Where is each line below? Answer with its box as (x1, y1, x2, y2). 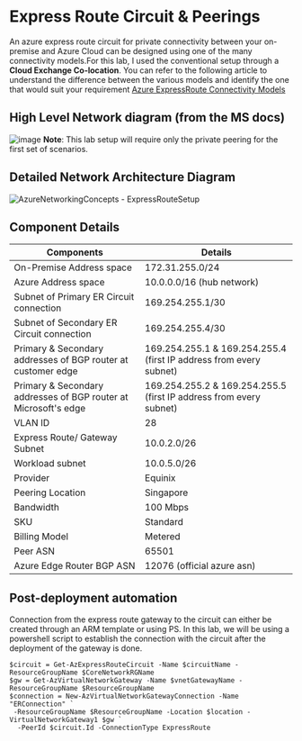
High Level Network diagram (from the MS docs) (9, 110, 286, 125)
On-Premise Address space (13, 261, 133, 274)
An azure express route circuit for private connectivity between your (9, 36, 262, 47)
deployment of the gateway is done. (9, 643, 143, 654)
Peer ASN (13, 545, 56, 557)
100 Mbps (145, 502, 189, 514)
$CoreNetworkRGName (81, 668, 155, 677)
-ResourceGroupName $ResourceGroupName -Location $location (13, 708, 244, 717)
